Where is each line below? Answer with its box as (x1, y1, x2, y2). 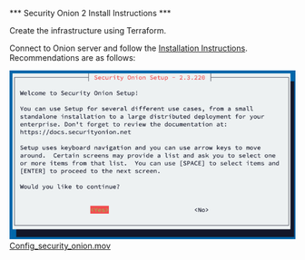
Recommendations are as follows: (9, 53, 136, 63)
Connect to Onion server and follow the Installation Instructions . (9, 43, 248, 53)
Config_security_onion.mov (9, 240, 112, 252)
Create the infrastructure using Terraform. (9, 25, 166, 35)
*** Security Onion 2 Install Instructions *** (9, 8, 172, 18)
